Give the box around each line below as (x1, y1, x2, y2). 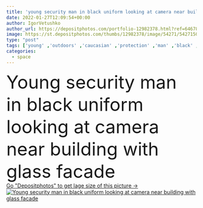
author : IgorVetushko (6, 20, 61, 26)
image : (6, 31, 23, 37)
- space (11, 54, 31, 60)
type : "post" (6, 37, 39, 43)
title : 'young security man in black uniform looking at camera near (6, 8, 185, 15)
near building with (6, 137, 159, 160)
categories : (6, 48, 36, 54)
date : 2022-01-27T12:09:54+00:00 (6, 15, 91, 21)
